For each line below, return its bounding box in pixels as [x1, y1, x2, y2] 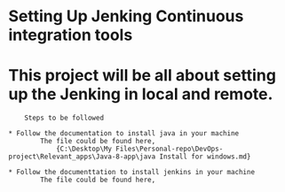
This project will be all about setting [8, 65, 277, 86]
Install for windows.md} [159, 152, 251, 161]
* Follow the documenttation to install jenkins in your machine [8, 168, 255, 177]
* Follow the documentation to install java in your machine [8, 129, 240, 138]
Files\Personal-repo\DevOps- [115, 144, 224, 154]
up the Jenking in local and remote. [8, 84, 273, 104]
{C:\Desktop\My [55, 144, 113, 154]
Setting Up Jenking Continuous [8, 6, 244, 27]
